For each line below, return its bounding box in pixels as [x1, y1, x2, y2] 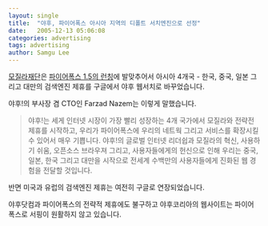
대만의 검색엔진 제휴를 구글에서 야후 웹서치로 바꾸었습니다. [22, 81, 206, 91]
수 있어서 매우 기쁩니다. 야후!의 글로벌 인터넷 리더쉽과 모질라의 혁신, [27, 136, 239, 145]
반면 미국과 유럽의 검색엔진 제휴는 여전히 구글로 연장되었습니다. [8, 183, 206, 192]
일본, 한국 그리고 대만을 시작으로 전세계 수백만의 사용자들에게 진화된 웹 [27, 156, 248, 165]
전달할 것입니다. [42, 165, 93, 175]
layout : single [8, 11, 59, 20]
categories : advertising [8, 34, 91, 42]
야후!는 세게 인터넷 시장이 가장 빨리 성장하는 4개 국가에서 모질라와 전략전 [27, 116, 254, 125]
